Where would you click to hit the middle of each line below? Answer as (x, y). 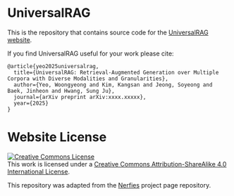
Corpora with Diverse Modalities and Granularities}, (88, 79)
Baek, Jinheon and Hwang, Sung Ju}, (61, 91)
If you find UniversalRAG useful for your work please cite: (91, 53)
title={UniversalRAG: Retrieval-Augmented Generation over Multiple (116, 72)
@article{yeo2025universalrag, (53, 66)
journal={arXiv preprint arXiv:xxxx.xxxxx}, (80, 97)
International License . (39, 171)
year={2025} (31, 103)
